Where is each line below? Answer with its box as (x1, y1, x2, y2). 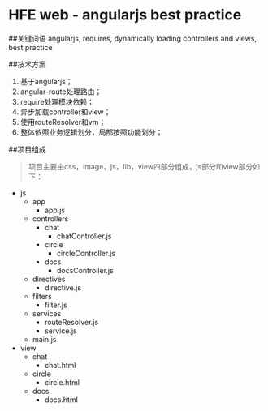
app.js (44, 205, 66, 215)
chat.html (44, 360, 76, 370)
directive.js (44, 282, 82, 293)
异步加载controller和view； (19, 107, 111, 117)
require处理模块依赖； (19, 96, 95, 106)
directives (32, 274, 66, 284)
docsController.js (56, 265, 114, 275)
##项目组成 (8, 144, 46, 154)
